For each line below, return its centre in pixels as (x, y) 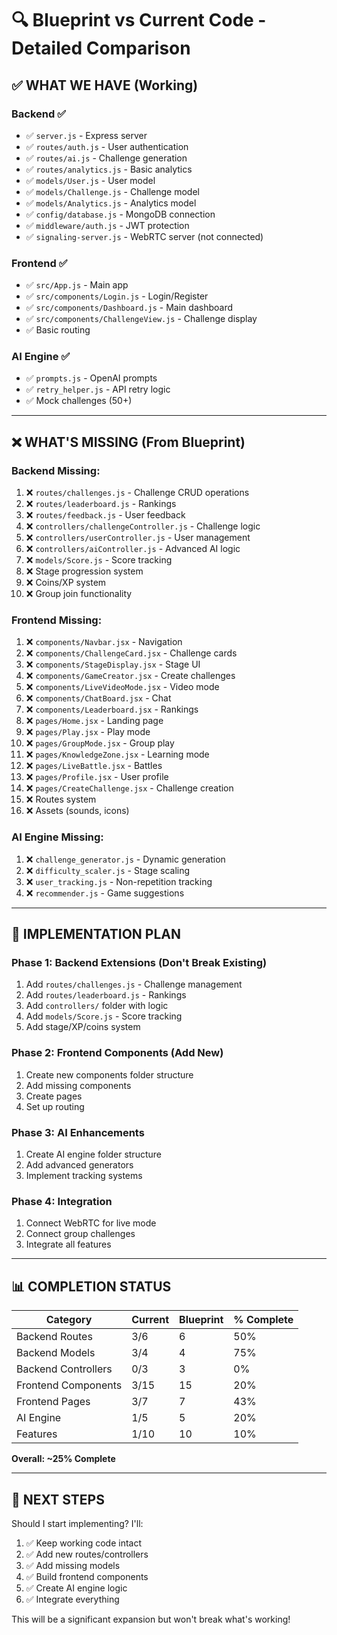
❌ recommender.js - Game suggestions (105, 893)
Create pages (54, 1096)
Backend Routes (54, 1337)
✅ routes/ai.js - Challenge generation (106, 158)
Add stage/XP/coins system (83, 1027)
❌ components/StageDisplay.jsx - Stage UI (113, 664)
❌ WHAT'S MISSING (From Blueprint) (128, 442)
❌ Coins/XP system (66, 583)
